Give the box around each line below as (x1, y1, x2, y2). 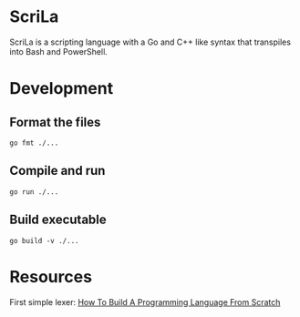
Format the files (9, 114, 101, 129)
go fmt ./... (9, 138, 59, 148)
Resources (9, 266, 93, 287)
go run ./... (9, 187, 59, 197)
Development (9, 78, 114, 99)
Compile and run (9, 163, 106, 179)
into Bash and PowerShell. (9, 46, 108, 56)
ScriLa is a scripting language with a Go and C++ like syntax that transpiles (9, 36, 292, 47)
